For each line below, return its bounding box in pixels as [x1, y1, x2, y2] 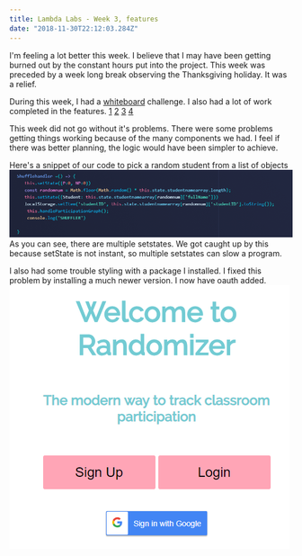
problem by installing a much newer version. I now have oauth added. [9, 274, 267, 285]
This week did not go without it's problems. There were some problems [9, 122, 273, 134]
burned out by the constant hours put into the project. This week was [9, 59, 266, 70]
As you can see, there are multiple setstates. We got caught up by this [9, 238, 270, 249]
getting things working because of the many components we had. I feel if [9, 132, 280, 143]
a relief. [9, 78, 38, 89]
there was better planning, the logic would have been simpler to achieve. [9, 142, 279, 153]
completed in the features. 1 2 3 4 [9, 105, 134, 116]
